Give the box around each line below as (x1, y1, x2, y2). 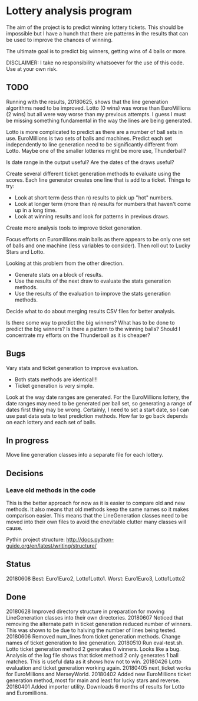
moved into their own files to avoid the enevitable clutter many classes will (6, 518, 187, 526)
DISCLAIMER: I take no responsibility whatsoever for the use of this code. (6, 59, 184, 66)
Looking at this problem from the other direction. (6, 260, 124, 267)
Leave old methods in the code (6, 486, 96, 494)
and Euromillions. (6, 689, 48, 696)
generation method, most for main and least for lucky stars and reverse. (6, 677, 181, 684)
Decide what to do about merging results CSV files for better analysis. (6, 307, 176, 315)
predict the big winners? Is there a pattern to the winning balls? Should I (6, 325, 181, 332)
